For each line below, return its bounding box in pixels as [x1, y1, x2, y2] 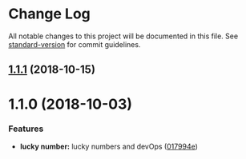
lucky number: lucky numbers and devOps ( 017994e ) [19, 141, 199, 151]
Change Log [8, 5, 91, 23]
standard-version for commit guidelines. [8, 39, 141, 49]
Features [8, 123, 44, 134]
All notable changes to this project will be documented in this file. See [8, 31, 239, 41]
